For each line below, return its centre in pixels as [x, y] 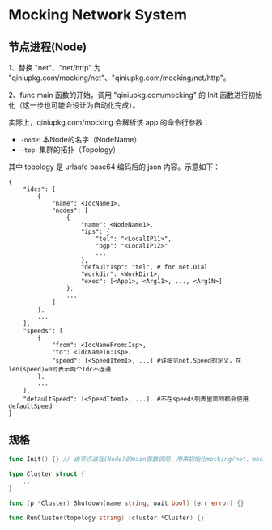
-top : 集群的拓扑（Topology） [70, 150]
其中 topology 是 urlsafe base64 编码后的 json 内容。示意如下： [115, 167]
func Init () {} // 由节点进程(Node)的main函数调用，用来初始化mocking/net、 [130, 459]
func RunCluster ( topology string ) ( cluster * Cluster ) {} [106, 518]
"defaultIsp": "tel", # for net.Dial [144, 267]
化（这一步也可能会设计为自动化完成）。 [74, 105]
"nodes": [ [70, 210]
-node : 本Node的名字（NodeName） [81, 140]
